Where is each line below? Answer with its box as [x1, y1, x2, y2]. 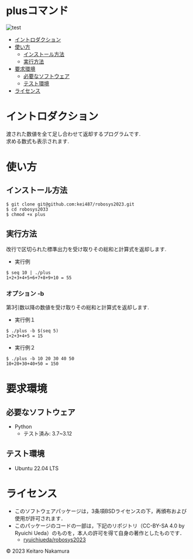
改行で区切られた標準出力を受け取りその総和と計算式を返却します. [6, 245, 167, 252]
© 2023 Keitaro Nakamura [6, 547, 70, 554]
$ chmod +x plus [6, 211, 46, 217]
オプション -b [6, 289, 44, 297]
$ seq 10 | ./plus [6, 269, 51, 276]
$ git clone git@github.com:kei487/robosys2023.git [6, 201, 135, 207]
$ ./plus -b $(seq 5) [6, 328, 59, 334]
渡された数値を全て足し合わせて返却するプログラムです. [6, 130, 141, 137]
